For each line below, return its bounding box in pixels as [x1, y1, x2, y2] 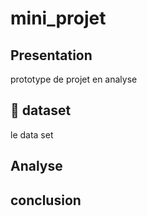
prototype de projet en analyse [10, 73, 138, 85]
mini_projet [10, 7, 107, 30]
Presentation [10, 47, 93, 64]
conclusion [10, 192, 82, 209]
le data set [10, 128, 54, 141]
